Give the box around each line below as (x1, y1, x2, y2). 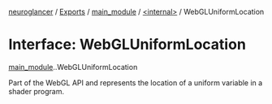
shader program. (8, 86, 65, 96)
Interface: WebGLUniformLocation (8, 36, 246, 54)
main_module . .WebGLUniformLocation (8, 62, 138, 71)
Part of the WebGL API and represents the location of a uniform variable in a (8, 77, 263, 88)
